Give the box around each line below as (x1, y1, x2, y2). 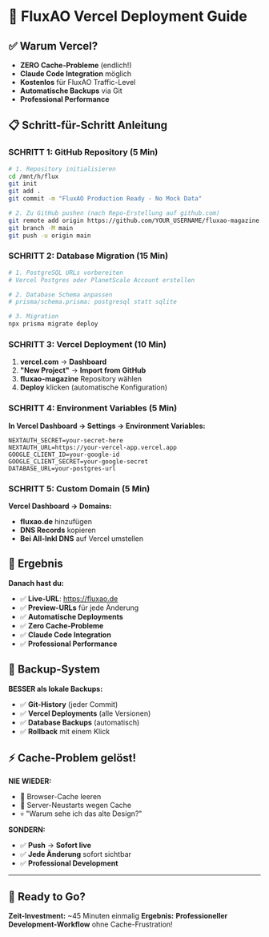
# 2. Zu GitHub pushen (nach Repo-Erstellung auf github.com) (8, 209, 220, 217)
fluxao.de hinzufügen (19, 517, 92, 526)
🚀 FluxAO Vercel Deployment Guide (8, 7, 248, 26)
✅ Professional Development (19, 858, 118, 868)
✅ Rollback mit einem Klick (19, 726, 110, 736)
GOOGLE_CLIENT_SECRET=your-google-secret (8, 457, 149, 466)
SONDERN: (8, 825, 46, 834)
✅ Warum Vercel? (8, 39, 98, 53)
